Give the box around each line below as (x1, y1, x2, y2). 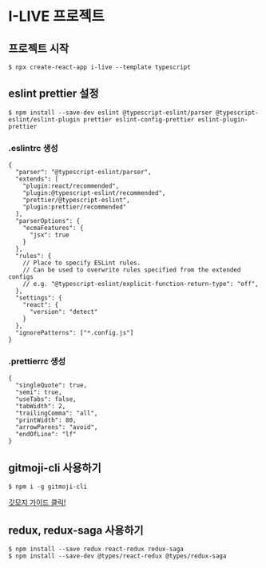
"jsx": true (29, 231, 69, 240)
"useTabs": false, (15, 395, 77, 403)
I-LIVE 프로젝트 (8, 7, 105, 26)
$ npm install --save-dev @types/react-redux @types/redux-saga (8, 552, 227, 560)
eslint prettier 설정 (8, 87, 99, 101)
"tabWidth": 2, (15, 403, 66, 411)
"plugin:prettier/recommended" (22, 203, 127, 212)
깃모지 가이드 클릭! (8, 498, 66, 507)
